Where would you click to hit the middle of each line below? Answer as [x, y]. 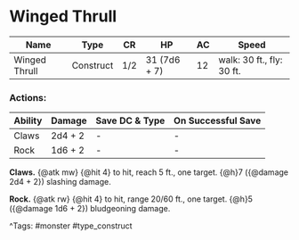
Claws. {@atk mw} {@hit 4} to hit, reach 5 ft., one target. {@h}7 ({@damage [149, 172]
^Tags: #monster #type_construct [71, 226]
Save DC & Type [130, 120]
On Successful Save [217, 120]
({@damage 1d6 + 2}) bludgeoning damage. [90, 209]
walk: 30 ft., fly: [250, 60]
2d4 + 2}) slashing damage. [60, 182]
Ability [28, 120]
